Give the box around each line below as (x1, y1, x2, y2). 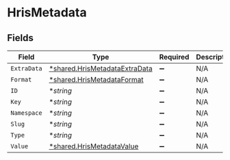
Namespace (10, 109, 42, 117)
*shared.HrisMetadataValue (49, 142, 139, 151)
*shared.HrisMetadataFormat (49, 75, 144, 84)
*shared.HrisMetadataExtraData (49, 64, 153, 73)
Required (159, 53, 190, 62)
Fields (7, 32, 34, 44)
